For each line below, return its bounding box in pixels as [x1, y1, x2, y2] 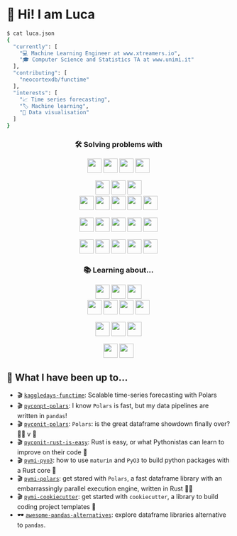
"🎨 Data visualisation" [19, 109, 90, 116]
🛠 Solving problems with [75, 139, 162, 149]
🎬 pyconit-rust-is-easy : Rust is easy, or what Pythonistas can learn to [16, 438, 225, 447]
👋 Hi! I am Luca [6, 6, 95, 23]
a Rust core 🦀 [16, 466, 57, 475]
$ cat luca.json [6, 30, 55, 37]
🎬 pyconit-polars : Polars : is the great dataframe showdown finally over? [16, 420, 231, 428]
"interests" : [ [13, 89, 58, 97]
